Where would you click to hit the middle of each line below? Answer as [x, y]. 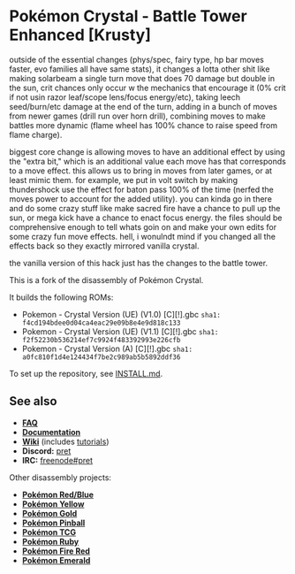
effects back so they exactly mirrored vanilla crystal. [105, 246]
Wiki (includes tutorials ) [65, 441]
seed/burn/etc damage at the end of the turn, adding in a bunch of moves [144, 106]
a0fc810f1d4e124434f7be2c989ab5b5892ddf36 [101, 357]
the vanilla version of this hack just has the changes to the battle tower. [138, 263]
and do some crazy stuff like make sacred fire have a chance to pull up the [145, 208]
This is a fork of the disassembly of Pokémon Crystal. [106, 279]
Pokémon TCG [49, 532]
